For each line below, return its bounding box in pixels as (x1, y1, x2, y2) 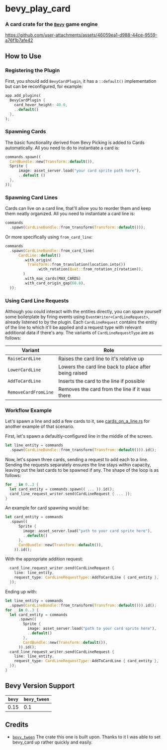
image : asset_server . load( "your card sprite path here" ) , (18, 168, 141, 174)
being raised (58, 370, 88, 376)
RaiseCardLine (7, 356, 41, 362)
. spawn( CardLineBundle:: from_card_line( (9, 248, 94, 253)
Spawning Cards (5, 128, 46, 135)
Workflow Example (5, 407, 52, 414)
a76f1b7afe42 (5, 37, 33, 43)
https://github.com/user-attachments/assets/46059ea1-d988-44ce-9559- (5, 32, 158, 38)
